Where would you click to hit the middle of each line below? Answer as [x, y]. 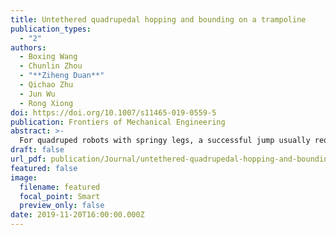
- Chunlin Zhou [51, 66]
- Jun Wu [37, 94]
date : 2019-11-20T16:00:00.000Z [77, 215]
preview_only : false [62, 206]
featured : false [44, 168]
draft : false [37, 150]
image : [24, 177]
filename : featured [60, 187]
